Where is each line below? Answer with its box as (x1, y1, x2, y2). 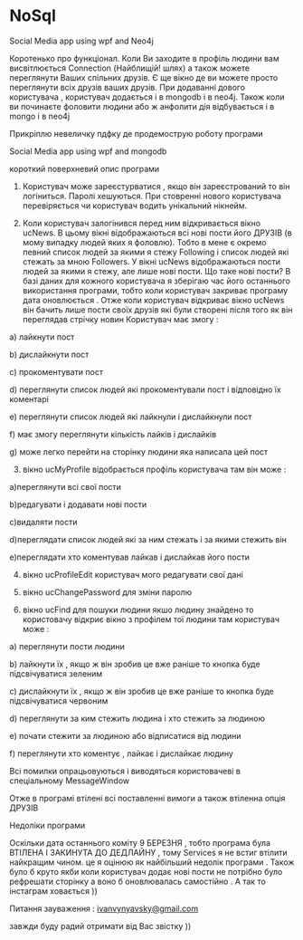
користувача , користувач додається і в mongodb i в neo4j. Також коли (9, 91, 285, 102)
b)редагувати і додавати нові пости (9, 499, 147, 510)
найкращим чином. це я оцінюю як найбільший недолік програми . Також (9, 857, 295, 868)
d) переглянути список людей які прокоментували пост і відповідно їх (9, 384, 282, 395)
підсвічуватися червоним (9, 695, 109, 706)
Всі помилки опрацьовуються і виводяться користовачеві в (9, 765, 241, 776)
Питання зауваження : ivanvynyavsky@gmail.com (9, 903, 199, 914)
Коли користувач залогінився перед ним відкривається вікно (22, 217, 260, 228)
